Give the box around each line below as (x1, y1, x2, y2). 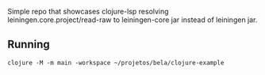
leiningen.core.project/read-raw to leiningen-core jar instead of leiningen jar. (7, 15, 258, 24)
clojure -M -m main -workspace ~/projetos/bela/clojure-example (7, 58, 225, 66)
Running (7, 38, 51, 51)
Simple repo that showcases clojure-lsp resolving (7, 7, 169, 16)
